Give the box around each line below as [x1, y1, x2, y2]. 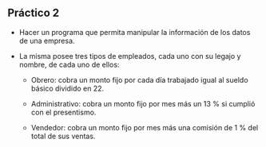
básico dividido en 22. [30, 83, 105, 93]
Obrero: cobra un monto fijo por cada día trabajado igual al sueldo [30, 75, 248, 84]
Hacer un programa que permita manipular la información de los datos [18, 27, 251, 37]
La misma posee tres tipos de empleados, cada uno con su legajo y [18, 51, 241, 60]
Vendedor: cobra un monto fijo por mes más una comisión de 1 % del [30, 122, 259, 132]
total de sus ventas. [30, 131, 96, 141]
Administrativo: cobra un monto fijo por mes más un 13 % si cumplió [30, 99, 256, 108]
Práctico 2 [7, 6, 60, 20]
